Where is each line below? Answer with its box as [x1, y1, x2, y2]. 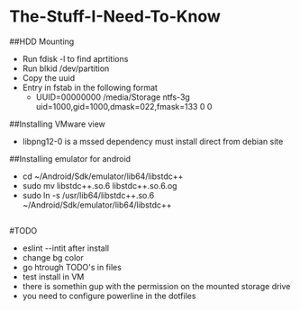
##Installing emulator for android [9, 153, 132, 164]
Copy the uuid [22, 72, 75, 83]
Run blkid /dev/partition [22, 63, 110, 74]
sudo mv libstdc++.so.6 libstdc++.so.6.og [22, 180, 177, 190]
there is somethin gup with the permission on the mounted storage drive [22, 281, 291, 292]
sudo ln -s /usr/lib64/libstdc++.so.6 [22, 190, 155, 200]
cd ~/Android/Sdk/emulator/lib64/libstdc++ [22, 171, 184, 182]
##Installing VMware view [9, 119, 106, 129]
